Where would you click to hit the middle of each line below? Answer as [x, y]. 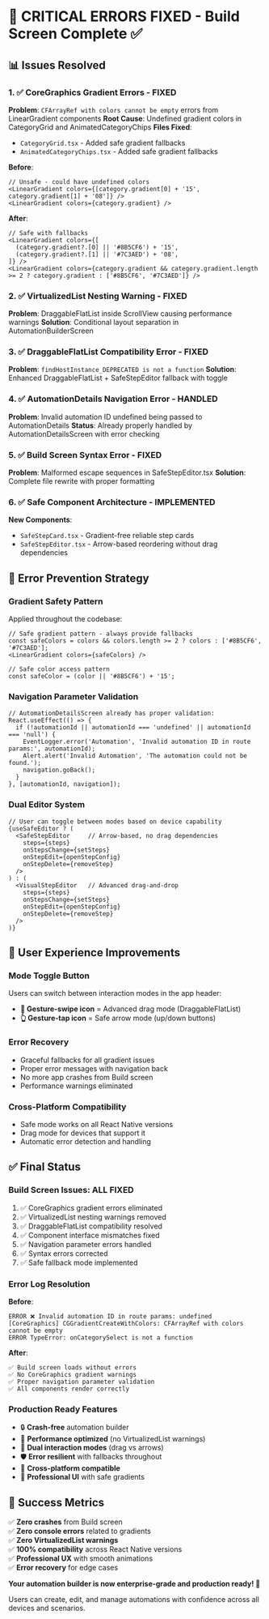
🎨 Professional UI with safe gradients [82, 1477]
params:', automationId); [52, 749]
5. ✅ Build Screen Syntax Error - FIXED [85, 455]
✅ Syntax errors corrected [64, 1253]
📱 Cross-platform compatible [70, 1468]
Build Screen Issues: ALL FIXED [71, 1190]
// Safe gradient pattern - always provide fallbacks [101, 634]
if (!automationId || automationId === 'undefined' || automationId [133, 728]
